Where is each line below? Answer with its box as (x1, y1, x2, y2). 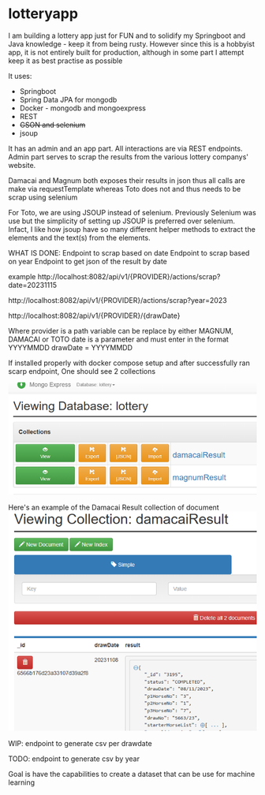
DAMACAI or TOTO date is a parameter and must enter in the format (8, 334, 229, 344)
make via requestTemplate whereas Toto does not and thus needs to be (8, 184, 241, 193)
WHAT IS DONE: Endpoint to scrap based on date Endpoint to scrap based (8, 248, 250, 257)
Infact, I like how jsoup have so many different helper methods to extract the (8, 224, 256, 233)
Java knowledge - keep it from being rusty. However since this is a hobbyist (8, 39, 255, 48)
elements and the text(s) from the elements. (8, 233, 151, 242)
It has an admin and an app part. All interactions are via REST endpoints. (8, 144, 243, 153)
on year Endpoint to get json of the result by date (8, 256, 167, 266)
